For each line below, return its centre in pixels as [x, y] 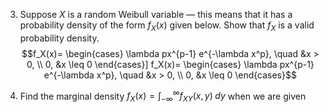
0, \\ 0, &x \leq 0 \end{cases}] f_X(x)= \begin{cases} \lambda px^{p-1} [170, 64]
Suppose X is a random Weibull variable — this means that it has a [156, 14]
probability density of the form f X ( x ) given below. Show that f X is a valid [167, 26]
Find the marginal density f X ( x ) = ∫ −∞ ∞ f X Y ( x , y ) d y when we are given [163, 96]
